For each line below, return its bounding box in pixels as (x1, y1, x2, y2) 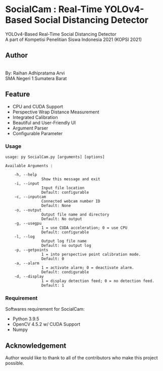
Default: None (41, 203, 71, 208)
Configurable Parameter (12, 130, 63, 136)
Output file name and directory (41, 212, 110, 217)
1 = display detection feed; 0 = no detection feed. (41, 278, 155, 283)
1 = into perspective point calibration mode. (41, 252, 141, 257)
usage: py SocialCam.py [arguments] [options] (5, 154, 105, 159)
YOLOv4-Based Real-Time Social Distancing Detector (5, 31, 117, 37)
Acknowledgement (5, 341, 67, 350)
